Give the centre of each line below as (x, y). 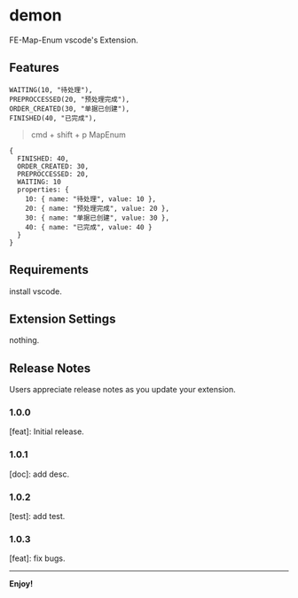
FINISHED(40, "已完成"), (53, 118)
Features (34, 68)
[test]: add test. (37, 516)
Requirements (49, 270)
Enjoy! (21, 584)
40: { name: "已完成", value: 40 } (89, 227)
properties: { (43, 190)
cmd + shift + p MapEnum (78, 135)
